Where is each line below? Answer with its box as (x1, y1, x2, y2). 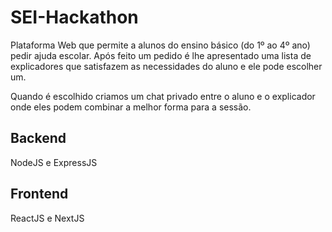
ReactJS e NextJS (10, 212, 85, 224)
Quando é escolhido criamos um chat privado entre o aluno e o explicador (10, 90, 316, 102)
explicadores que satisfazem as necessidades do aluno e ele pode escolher (10, 60, 323, 72)
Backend (10, 130, 67, 147)
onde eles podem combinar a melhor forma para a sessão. (10, 101, 252, 113)
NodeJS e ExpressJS (10, 156, 98, 168)
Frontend (10, 186, 69, 203)
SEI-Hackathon (10, 6, 139, 29)
